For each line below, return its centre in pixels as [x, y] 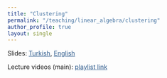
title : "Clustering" [38, 14]
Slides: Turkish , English [42, 53]
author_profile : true [39, 27]
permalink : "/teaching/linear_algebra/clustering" [84, 20]
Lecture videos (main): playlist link [58, 67]
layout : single [30, 33]
